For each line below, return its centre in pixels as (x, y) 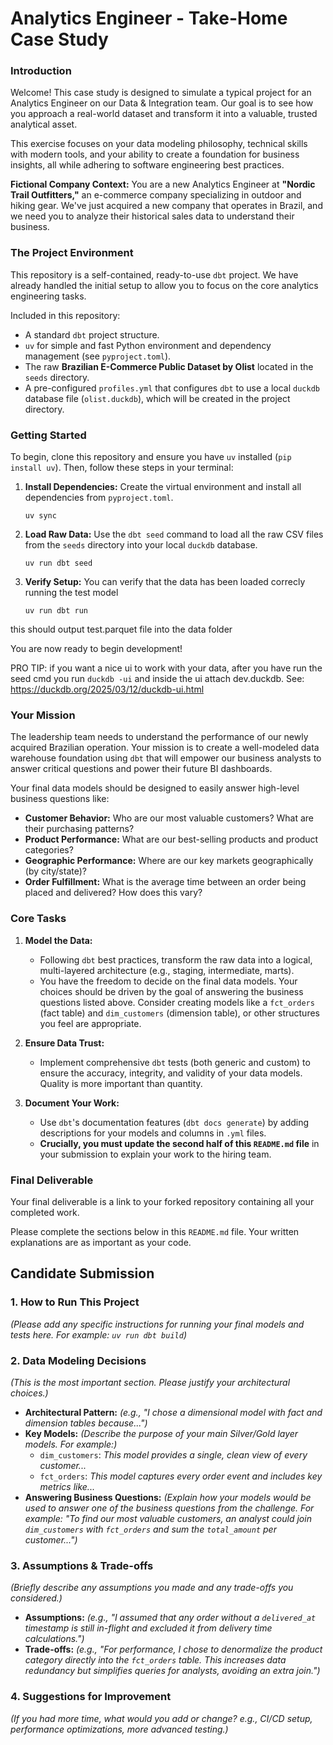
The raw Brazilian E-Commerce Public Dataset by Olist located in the (169, 366)
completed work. (45, 1212)
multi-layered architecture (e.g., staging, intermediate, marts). (167, 970)
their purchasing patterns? (79, 829)
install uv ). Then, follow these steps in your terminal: (122, 468)
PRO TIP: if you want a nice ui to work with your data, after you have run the (166, 668)
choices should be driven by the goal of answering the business (171, 991)
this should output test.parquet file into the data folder (121, 629)
